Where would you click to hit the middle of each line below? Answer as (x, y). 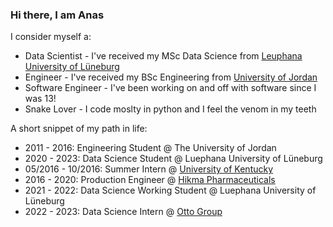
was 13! (40, 99)
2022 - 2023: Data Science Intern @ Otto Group (123, 212)
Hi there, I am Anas (57, 15)
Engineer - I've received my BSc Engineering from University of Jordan (171, 77)
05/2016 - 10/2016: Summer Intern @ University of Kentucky (149, 169)
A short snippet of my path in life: (79, 129)
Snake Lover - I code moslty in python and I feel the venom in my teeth (170, 109)
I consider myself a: (51, 37)
